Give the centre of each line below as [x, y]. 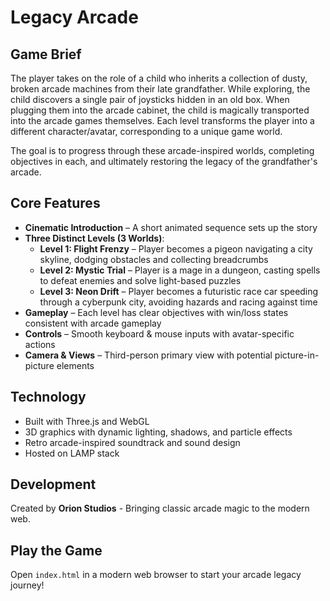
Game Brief [46, 54]
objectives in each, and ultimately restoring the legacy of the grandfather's [164, 161]
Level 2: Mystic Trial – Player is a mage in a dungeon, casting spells [180, 270]
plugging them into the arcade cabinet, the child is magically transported [160, 110]
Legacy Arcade [74, 17]
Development [53, 484]
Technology [48, 397]
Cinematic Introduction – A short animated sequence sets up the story [171, 227]
